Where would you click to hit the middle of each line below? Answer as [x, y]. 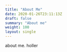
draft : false [18, 18]
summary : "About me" [26, 23]
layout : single [21, 32]
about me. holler [22, 45]
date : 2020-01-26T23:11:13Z [34, 14]
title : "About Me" [24, 9]
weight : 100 [17, 27]
